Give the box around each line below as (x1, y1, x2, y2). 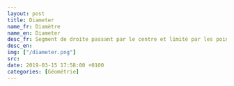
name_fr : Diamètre (7, 23, 61, 30)
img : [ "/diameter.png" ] (7, 49, 77, 56)
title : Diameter (7, 17, 54, 24)
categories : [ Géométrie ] (7, 68, 79, 75)
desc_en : (7, 42, 33, 49)
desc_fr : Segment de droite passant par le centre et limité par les (7, 36, 214, 43)
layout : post (7, 10, 45, 17)
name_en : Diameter (7, 29, 61, 37)
